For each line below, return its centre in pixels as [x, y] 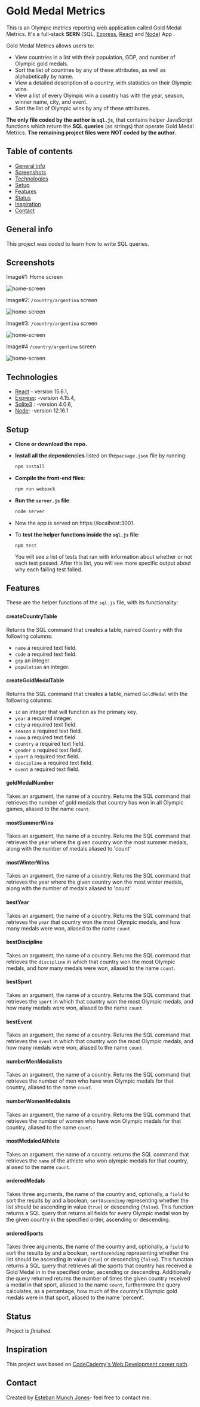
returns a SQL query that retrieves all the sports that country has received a [99, 1266]
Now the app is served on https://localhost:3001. [75, 523]
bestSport [19, 982]
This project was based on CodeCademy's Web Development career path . [98, 1364]
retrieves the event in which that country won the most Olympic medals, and [100, 1041]
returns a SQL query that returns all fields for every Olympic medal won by [98, 1213]
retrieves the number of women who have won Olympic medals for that [93, 1121]
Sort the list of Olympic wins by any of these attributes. [82, 108]
